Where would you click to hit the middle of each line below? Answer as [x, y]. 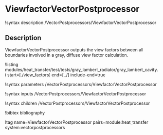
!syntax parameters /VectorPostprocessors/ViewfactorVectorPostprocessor [81, 84]
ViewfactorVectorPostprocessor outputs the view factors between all [74, 49]
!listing [12, 64]
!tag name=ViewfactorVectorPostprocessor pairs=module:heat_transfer [77, 122]
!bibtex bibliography [25, 112]
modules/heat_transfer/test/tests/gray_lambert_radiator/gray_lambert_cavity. [81, 69]
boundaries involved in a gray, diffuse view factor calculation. [67, 55]
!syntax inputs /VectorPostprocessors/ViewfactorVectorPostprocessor [76, 93]
